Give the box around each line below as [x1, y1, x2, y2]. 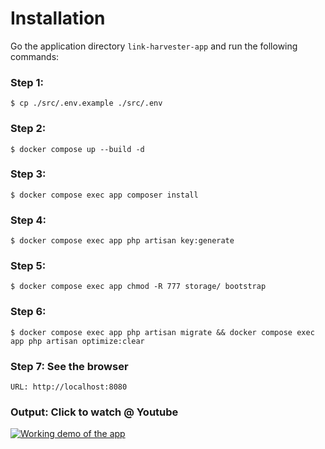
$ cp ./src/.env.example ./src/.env [10, 98, 163, 109]
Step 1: [10, 75, 44, 89]
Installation [10, 7, 106, 30]
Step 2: [10, 122, 47, 136]
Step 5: [10, 259, 47, 273]
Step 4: [10, 213, 47, 227]
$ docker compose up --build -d [10, 144, 145, 154]
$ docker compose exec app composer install [10, 190, 199, 200]
